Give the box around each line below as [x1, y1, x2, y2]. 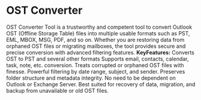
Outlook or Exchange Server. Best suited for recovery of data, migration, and [6, 80, 196, 87]
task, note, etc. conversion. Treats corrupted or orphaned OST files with [6, 61, 184, 69]
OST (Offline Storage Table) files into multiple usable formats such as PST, [6, 29, 190, 37]
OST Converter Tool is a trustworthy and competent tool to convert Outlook [6, 23, 193, 31]
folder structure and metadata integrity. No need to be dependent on [6, 74, 176, 81]
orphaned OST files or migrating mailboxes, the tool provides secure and [6, 43, 186, 50]
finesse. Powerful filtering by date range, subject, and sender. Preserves [6, 68, 185, 75]
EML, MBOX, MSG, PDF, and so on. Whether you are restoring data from [6, 36, 185, 43]
